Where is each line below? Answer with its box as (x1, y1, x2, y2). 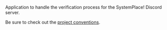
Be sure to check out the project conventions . (5, 19, 100, 25)
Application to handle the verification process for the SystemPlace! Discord (5, 4, 162, 10)
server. (5, 9, 20, 15)
